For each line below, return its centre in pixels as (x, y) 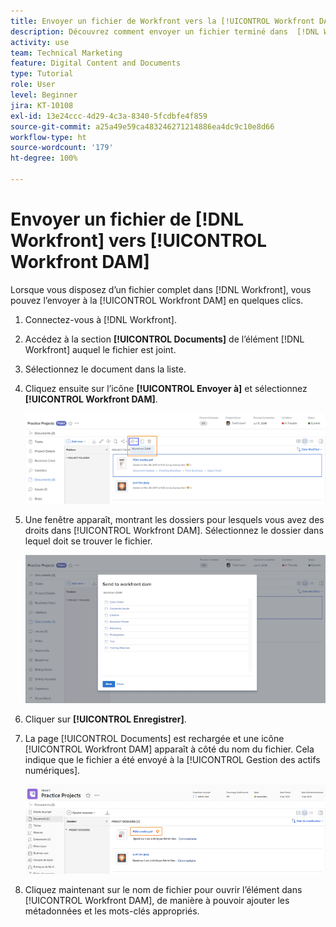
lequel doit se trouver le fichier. (88, 541)
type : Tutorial (42, 74)
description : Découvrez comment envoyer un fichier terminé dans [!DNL (165, 31)
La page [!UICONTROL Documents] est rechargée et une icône (154, 738)
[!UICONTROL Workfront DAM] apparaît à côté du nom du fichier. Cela (169, 749)
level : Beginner (44, 95)
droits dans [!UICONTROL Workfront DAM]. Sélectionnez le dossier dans (174, 530)
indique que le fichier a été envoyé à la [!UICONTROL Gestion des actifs (172, 759)
